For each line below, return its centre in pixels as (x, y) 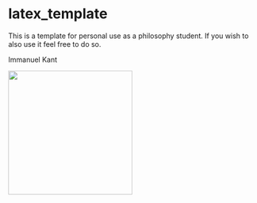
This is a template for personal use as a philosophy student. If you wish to (128, 36)
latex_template (58, 14)
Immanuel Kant (33, 59)
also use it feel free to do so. (55, 44)
